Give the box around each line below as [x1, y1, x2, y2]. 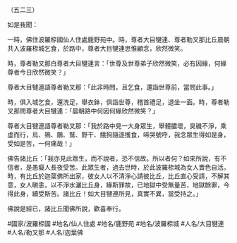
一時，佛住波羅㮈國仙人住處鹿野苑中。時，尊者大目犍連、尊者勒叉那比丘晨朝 [7, 35, 230, 44]
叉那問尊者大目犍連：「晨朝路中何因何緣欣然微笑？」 [7, 107, 159, 115]
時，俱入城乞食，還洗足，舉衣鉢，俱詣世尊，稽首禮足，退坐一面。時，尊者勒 [7, 98, 230, 106]
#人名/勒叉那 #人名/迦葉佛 [7, 228, 83, 237]
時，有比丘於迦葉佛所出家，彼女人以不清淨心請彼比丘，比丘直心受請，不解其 [7, 172, 230, 180]
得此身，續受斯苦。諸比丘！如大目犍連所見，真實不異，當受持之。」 [7, 189, 202, 198]
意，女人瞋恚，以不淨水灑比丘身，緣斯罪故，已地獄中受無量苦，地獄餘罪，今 [7, 181, 230, 189]
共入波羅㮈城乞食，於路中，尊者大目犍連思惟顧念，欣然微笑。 [7, 44, 187, 52]
